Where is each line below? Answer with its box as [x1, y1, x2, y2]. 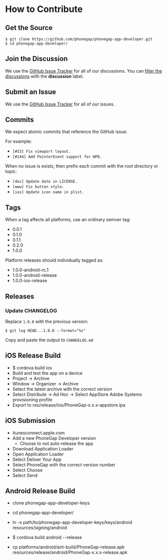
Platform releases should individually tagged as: [5, 257, 104, 263]
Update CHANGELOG [5, 307, 57, 314]
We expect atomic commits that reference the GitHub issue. [5, 129, 128, 135]
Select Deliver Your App [12, 456, 62, 462]
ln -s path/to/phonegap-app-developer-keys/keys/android [12, 519, 133, 525]
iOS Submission [5, 416, 56, 425]
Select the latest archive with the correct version [12, 386, 112, 392]
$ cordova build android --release [12, 534, 82, 540]
